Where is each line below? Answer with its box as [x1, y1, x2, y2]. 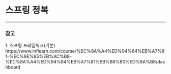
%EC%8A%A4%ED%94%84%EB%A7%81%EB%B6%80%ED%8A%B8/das [5, 59, 165, 65]
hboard [5, 64, 20, 70]
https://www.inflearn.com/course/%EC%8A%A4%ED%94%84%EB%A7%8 [5, 48, 165, 54]
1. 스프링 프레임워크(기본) [5, 42, 55, 48]
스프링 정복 [5, 5, 49, 16]
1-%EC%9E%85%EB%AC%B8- [5, 53, 72, 59]
